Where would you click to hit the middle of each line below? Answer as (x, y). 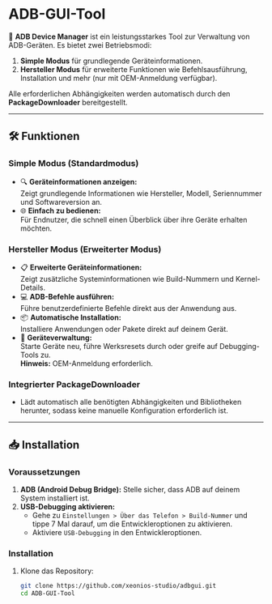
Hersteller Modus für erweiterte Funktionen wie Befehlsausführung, (134, 69)
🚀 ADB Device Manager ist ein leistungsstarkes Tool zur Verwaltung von (129, 36)
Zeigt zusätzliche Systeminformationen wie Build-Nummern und (127, 279)
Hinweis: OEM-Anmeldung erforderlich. (87, 363)
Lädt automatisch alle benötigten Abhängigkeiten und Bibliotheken (131, 402)
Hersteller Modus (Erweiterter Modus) (85, 249)
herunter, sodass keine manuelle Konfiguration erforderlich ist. (124, 410)
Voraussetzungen (45, 472)
